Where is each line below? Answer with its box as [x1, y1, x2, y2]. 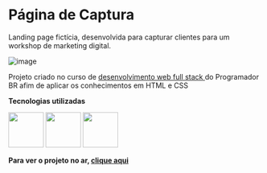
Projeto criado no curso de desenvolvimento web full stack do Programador [8, 72, 260, 81]
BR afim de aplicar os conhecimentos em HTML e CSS [8, 80, 189, 90]
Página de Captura [8, 6, 135, 24]
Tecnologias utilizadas [8, 96, 86, 105]
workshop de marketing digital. [8, 40, 111, 50]
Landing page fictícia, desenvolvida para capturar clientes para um [8, 32, 230, 42]
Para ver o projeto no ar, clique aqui [8, 155, 129, 165]
